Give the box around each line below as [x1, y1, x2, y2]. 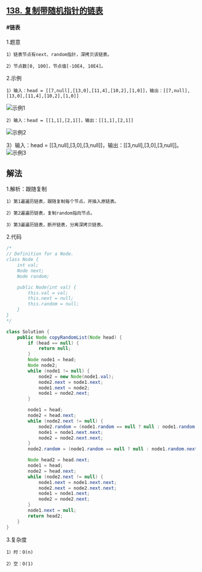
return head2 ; [28, 513, 63, 519]
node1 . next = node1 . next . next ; [38, 479, 117, 485]
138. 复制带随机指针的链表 [6, 5, 103, 16]
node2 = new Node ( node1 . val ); [38, 373, 114, 380]
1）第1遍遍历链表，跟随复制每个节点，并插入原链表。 [6, 198, 119, 205]
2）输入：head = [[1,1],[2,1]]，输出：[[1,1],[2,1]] [6, 117, 134, 124]
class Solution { [6, 328, 50, 335]
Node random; [17, 273, 50, 279]
